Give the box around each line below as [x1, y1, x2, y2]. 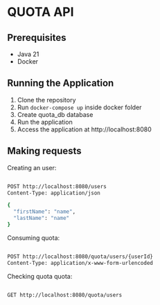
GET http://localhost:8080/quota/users [7, 291, 123, 298]
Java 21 [17, 50, 39, 58]
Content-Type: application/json [7, 190, 100, 196]
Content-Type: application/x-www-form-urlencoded [7, 259, 154, 266]
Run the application [17, 118, 73, 126]
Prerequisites [7, 32, 66, 44]
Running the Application [7, 77, 114, 89]
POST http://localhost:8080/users [7, 183, 107, 190]
